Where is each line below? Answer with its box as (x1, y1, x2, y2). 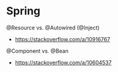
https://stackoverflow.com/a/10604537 (14, 59, 112, 66)
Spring (6, 4, 41, 18)
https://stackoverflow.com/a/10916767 (14, 35, 110, 43)
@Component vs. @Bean (6, 47, 69, 55)
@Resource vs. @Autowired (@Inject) (6, 24, 100, 31)
